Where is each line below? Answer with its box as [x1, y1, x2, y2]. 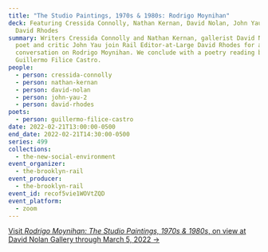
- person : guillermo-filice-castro [15, 116, 134, 124]
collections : [8, 145, 52, 153]
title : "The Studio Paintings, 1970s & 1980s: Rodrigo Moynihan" [8, 11, 230, 20]
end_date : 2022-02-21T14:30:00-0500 [8, 130, 130, 138]
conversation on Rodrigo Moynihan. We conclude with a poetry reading [15, 49, 255, 57]
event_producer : [8, 175, 62, 183]
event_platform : [8, 197, 62, 205]
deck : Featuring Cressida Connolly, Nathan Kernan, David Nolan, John [8, 19, 248, 27]
